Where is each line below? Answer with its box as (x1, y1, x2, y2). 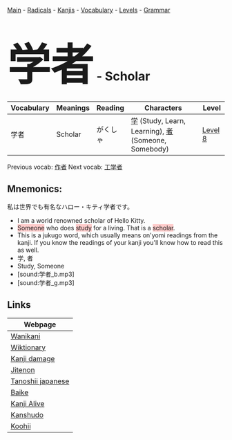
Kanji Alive (10, 398, 45, 408)
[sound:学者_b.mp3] (17, 270, 75, 278)
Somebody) (130, 144, 169, 154)
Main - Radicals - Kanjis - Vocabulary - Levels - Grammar (7, 6, 171, 14)
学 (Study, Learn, (130, 116, 186, 125)
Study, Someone (17, 262, 65, 270)
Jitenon (10, 365, 35, 374)
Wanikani (10, 331, 41, 341)
